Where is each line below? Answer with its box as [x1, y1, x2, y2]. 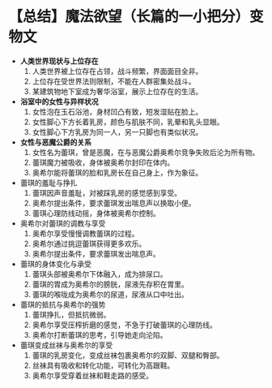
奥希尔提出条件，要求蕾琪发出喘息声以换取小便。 [32, 198, 196, 208]
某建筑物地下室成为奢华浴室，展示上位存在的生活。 [32, 86, 203, 96]
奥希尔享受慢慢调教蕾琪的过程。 [32, 228, 139, 238]
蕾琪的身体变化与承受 [19, 259, 91, 269]
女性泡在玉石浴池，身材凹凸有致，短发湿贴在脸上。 [32, 106, 203, 116]
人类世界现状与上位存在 [19, 56, 99, 66]
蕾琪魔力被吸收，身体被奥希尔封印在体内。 [32, 157, 175, 167]
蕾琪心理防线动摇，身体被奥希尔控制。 [32, 208, 160, 218]
